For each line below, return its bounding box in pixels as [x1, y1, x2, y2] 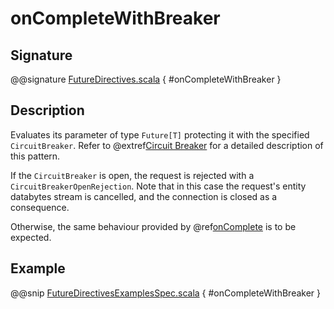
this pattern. [10, 150, 61, 162]
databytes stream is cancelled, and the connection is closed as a [10, 190, 278, 202]
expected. [10, 231, 52, 243]
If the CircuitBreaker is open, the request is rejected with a [10, 169, 255, 181]
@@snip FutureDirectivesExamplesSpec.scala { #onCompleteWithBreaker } [10, 287, 322, 299]
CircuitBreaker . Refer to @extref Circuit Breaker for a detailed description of [10, 139, 324, 151]
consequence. [10, 201, 70, 213]
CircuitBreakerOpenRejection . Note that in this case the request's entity [10, 180, 307, 192]
